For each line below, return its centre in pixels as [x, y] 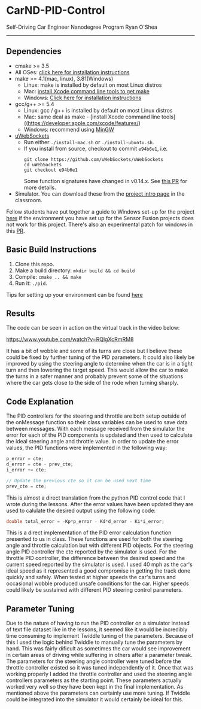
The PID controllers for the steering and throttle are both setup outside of [96, 416]
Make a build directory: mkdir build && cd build [75, 270]
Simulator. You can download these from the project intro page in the [100, 194]
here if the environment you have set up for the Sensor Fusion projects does [100, 218]
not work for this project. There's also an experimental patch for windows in [100, 224]
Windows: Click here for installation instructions [83, 98]
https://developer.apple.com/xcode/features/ [83, 123]
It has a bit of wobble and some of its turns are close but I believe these [94, 351]
